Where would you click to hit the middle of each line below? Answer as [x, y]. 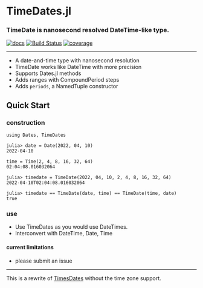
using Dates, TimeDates [36, 135]
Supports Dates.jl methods [48, 73]
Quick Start [28, 105]
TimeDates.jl [39, 11]
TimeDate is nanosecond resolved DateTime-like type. [88, 30]
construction [26, 122]
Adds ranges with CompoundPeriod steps [67, 80]
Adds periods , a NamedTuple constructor [66, 87]
